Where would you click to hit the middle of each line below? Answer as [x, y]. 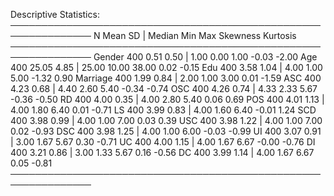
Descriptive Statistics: [55, 14]
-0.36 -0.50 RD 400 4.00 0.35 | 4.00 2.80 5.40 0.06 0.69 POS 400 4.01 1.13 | [167, 99]
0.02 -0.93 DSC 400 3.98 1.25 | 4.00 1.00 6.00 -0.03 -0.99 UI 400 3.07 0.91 [166, 131]
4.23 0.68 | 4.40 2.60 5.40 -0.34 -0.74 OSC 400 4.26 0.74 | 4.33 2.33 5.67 [164, 88]
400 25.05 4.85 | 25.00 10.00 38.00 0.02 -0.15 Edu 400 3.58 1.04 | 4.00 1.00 [166, 67]
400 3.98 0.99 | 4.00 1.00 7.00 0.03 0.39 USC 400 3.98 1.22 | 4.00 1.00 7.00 [166, 120]
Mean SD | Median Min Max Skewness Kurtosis [199, 35]
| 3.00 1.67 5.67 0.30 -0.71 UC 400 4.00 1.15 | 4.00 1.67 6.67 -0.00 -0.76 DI [163, 142]
